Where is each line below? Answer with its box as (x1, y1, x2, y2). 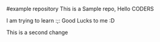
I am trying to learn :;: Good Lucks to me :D (6, 17, 115, 24)
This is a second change (6, 29, 69, 36)
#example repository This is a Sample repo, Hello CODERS (6, 5, 154, 12)
